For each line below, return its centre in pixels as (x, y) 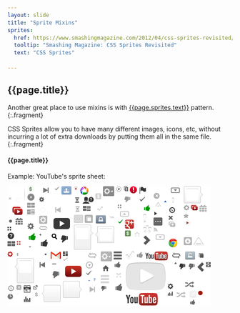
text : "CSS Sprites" (44, 53)
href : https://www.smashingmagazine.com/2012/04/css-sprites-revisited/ (124, 38)
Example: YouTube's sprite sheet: (56, 176)
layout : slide (29, 15)
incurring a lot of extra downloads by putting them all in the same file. (110, 136)
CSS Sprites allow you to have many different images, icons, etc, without (114, 129)
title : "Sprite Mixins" (43, 23)
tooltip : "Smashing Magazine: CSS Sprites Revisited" (95, 45)
